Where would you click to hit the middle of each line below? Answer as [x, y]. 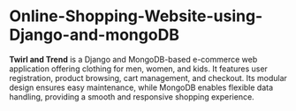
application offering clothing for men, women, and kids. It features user [138, 69]
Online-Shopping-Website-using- [136, 16]
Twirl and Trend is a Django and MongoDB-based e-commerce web [133, 59]
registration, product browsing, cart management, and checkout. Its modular [148, 78]
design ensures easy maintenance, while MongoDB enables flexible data [141, 87]
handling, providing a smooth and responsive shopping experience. [132, 96]
